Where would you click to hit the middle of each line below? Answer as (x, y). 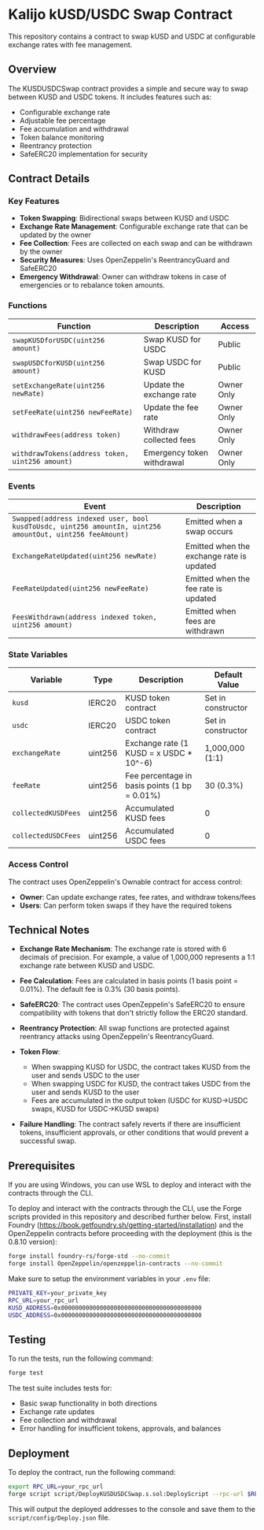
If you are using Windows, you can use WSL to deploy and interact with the (130, 1185)
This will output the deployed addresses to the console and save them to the (132, 1509)
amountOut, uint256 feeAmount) (71, 535)
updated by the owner (55, 235)
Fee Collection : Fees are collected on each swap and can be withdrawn (136, 243)
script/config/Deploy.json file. (59, 1517)
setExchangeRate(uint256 (59, 385)
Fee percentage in (159, 776)
